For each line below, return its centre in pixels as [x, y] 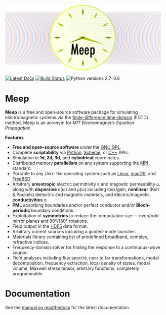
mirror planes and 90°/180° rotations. [50, 221]
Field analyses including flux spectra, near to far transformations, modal [85, 258]
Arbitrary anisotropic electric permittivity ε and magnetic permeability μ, [86, 184]
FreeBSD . [22, 179]
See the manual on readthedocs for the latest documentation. [68, 308]
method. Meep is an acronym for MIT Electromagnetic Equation [70, 123]
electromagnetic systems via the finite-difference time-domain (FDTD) [77, 118]
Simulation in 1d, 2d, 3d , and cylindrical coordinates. [66, 158]
